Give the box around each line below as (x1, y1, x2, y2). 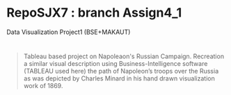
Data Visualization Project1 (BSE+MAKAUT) (6, 28, 131, 36)
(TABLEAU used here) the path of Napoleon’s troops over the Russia (23, 67, 219, 76)
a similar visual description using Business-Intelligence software (23, 60, 208, 68)
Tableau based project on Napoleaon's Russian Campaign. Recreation (23, 52, 224, 60)
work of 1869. (23, 82, 63, 90)
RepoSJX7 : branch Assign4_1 (6, 5, 182, 21)
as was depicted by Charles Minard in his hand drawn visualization (23, 74, 215, 83)
